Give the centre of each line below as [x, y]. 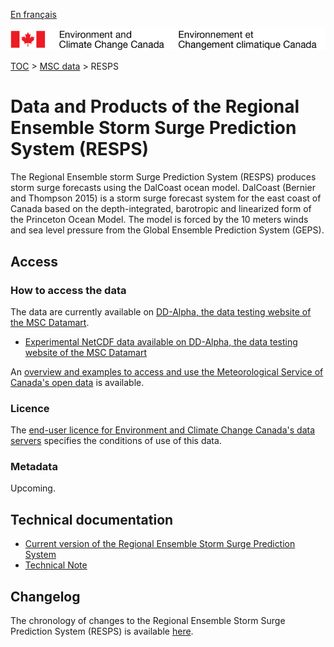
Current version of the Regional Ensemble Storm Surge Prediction [160, 544]
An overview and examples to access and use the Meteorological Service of [167, 371]
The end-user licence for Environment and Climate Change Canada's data [163, 430]
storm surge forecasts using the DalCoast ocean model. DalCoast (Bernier [163, 188]
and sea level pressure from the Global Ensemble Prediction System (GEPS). [167, 230]
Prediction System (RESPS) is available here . [102, 631]
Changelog [45, 596]
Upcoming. [33, 488]
